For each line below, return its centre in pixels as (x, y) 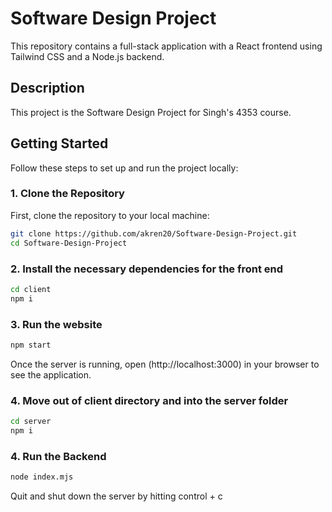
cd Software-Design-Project (69, 243)
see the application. (51, 374)
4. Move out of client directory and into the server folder (149, 400)
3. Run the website (56, 324)
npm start (31, 345)
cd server (31, 422)
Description (47, 88)
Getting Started (59, 143)
